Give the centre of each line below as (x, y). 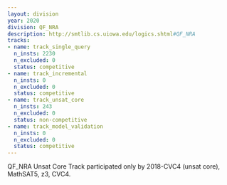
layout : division (33, 14)
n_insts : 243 (33, 107)
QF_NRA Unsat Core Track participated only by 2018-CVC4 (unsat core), (114, 166)
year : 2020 (23, 21)
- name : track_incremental (47, 73)
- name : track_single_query (49, 47)
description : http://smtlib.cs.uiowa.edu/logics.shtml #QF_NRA (101, 34)
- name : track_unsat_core (46, 100)
